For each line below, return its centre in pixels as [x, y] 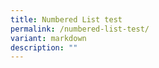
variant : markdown [48, 38]
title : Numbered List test [66, 19]
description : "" [44, 47]
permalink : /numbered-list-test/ [80, 29]
